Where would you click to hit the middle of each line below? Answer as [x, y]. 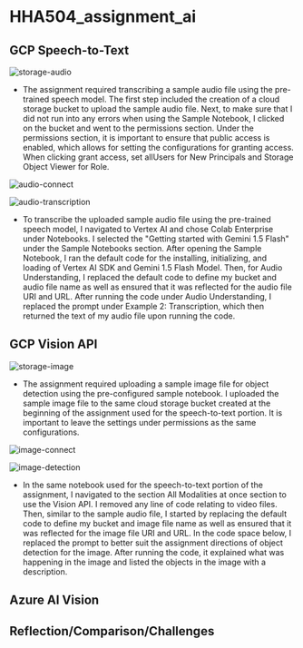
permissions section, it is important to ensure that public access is [146, 137]
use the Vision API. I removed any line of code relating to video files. [150, 504]
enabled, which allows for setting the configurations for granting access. [158, 147]
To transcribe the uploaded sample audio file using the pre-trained [147, 219]
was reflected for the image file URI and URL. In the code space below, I [157, 533]
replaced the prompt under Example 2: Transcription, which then [143, 306]
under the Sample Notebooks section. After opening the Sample [142, 248]
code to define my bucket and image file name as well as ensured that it [157, 523]
